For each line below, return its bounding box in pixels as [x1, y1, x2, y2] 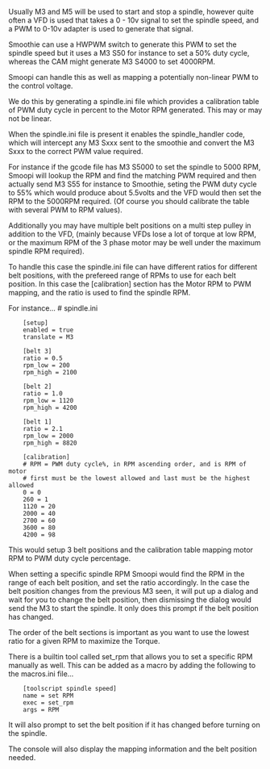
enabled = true [23, 326, 74, 334]
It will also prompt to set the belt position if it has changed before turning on [8, 720, 260, 729]
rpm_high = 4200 [23, 403, 78, 412]
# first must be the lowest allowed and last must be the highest [23, 474, 251, 483]
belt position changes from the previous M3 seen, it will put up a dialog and [8, 587, 259, 596]
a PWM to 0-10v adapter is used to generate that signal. [8, 24, 194, 33]
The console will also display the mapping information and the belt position [8, 744, 257, 754]
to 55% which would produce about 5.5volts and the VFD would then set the [8, 188, 262, 197]
